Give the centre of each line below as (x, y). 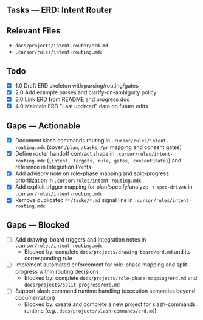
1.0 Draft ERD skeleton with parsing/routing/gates (77, 86)
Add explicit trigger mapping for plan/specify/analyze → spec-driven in (104, 187)
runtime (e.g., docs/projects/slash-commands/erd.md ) (90, 311)
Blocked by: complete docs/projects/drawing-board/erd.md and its (108, 252)
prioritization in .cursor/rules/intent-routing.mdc (78, 180)
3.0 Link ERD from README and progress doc (72, 99)
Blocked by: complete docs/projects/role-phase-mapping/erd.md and (111, 278)
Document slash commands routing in (63, 141)
